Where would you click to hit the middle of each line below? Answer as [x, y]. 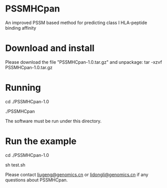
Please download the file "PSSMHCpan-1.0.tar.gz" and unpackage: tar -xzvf [83, 62]
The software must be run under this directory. [53, 121]
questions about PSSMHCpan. [37, 180]
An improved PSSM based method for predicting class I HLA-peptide [76, 23]
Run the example [41, 141]
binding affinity [21, 28]
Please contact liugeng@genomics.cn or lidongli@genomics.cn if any [77, 174]
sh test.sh [15, 165]
